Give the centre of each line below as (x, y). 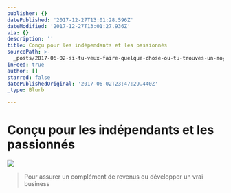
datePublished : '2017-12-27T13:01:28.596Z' (70, 20)
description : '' (30, 39)
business (37, 184)
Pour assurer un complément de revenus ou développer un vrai (113, 177)
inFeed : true (26, 65)
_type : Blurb (26, 90)
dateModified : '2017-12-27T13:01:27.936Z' (69, 26)
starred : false (29, 77)
